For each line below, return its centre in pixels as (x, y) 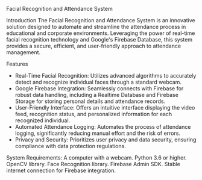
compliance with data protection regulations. (71, 146)
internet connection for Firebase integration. (61, 170)
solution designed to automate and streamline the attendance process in (96, 27)
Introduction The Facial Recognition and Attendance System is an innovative (101, 20)
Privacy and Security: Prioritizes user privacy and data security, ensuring (106, 140)
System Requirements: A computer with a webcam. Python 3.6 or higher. (96, 158)
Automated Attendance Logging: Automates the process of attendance (103, 127)
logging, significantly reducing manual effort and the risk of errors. (98, 133)
